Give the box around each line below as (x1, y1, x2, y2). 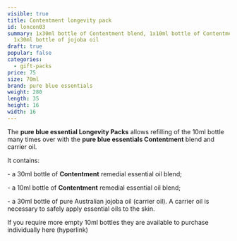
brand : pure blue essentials (7, 82, 93, 89)
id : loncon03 (7, 23, 46, 30)
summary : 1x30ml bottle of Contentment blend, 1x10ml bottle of (7, 30, 200, 37)
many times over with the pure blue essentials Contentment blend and (7, 135, 215, 143)
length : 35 (7, 96, 39, 103)
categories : (7, 56, 42, 63)
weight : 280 (7, 89, 42, 96)
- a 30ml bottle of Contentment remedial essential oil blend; (7, 169, 182, 178)
